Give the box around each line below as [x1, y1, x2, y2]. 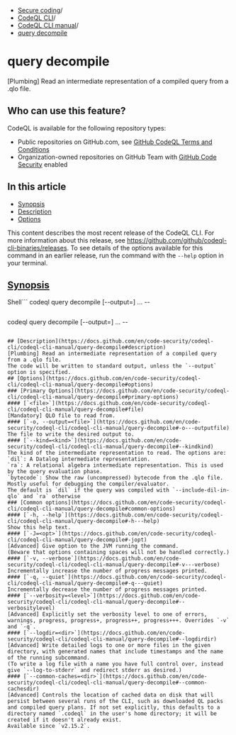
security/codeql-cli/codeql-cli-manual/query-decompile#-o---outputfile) [7, 425, 230, 432]
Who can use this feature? [7, 105, 126, 117]
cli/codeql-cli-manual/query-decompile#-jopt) [7, 536, 147, 543]
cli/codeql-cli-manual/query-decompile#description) [7, 344, 167, 351]
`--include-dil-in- [172, 487, 230, 494]
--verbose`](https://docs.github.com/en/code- [42, 555, 182, 563]
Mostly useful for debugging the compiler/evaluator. [7, 480, 170, 488]
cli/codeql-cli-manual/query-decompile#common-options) [7, 505, 176, 513]
